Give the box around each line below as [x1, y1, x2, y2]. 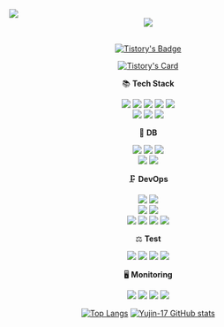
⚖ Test [135, 233, 161, 244]
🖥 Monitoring [123, 270, 173, 279]
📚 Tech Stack [122, 79, 175, 88]
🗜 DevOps [128, 174, 168, 184]
